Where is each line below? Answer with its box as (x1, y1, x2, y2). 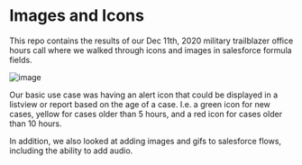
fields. (9, 54, 33, 65)
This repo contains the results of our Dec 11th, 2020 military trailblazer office (9, 35, 294, 46)
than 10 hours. (9, 118, 63, 129)
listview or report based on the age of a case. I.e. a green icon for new (9, 98, 270, 109)
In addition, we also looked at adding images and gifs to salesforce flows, (9, 135, 282, 146)
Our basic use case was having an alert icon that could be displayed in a (9, 89, 279, 100)
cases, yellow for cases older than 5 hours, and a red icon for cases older (9, 108, 282, 119)
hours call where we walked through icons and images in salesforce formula (9, 44, 292, 55)
